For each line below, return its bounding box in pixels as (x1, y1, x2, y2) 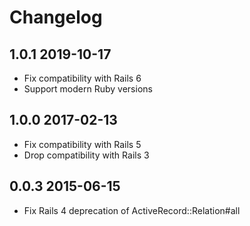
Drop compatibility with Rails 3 (23, 149, 150, 161)
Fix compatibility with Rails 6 (23, 72, 142, 84)
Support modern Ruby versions (23, 83, 153, 95)
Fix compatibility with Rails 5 (23, 138, 142, 150)
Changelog (9, 6, 103, 29)
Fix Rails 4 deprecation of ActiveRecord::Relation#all (23, 204, 241, 216)
